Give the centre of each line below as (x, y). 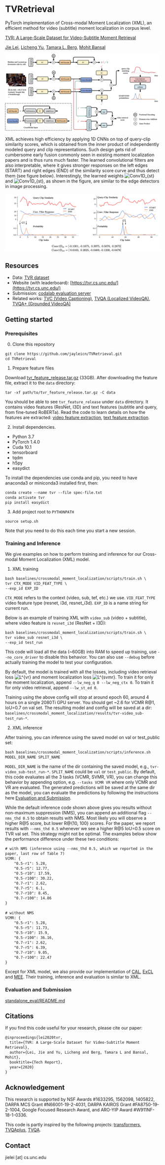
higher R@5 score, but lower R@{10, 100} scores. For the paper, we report (80, 823)
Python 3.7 (23, 437)
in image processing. (26, 186)
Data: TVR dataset (31, 277)
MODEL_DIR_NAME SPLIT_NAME (33, 758)
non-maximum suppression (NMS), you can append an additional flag (76, 813)
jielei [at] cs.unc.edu (26, 1157)
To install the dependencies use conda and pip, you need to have (71, 478)
